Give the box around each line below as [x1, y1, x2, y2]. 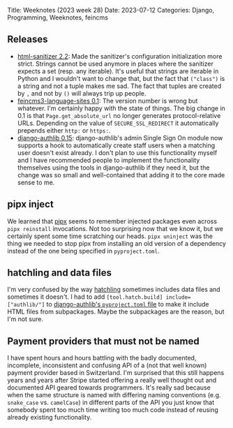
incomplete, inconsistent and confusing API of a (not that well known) [7, 361, 207, 369]
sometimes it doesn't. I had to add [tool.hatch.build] [7, 293, 163, 301]
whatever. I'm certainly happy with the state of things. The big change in [17, 104, 225, 112]
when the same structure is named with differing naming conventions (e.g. [7, 391, 221, 399]
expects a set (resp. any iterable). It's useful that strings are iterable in [17, 66, 219, 75]
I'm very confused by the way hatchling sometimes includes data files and [7, 286, 221, 294]
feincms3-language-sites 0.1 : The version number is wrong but [17, 96, 198, 105]
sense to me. [17, 178, 55, 186]
